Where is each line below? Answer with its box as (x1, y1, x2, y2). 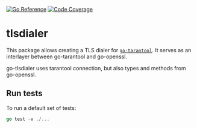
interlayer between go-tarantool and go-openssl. (6, 53, 128, 60)
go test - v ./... (6, 116, 50, 122)
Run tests (6, 88, 43, 99)
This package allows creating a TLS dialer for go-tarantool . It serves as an (6, 46, 192, 53)
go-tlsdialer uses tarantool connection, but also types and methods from (6, 64, 186, 72)
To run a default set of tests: (6, 104, 77, 111)
